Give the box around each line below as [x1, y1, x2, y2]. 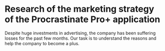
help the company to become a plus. [4, 40, 80, 46]
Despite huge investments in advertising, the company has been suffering [4, 30, 156, 36]
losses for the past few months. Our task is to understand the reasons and [4, 35, 157, 41]
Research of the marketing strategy [4, 3, 155, 15]
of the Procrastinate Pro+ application [4, 14, 161, 25]
